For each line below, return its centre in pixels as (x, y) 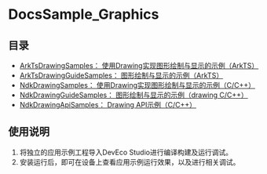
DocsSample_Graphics (84, 14)
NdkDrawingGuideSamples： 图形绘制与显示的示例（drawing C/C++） (134, 95)
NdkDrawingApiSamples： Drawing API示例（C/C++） (108, 105)
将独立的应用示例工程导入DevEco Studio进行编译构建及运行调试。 (126, 152)
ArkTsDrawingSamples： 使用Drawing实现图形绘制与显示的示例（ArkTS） (139, 65)
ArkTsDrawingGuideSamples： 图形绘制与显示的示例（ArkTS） (121, 75)
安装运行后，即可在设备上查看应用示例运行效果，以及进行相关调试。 (130, 161)
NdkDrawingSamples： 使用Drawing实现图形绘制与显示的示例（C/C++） (137, 85)
